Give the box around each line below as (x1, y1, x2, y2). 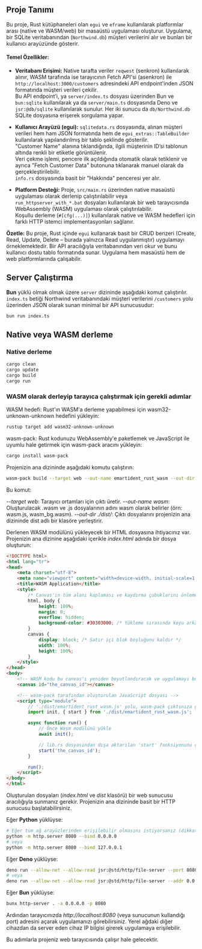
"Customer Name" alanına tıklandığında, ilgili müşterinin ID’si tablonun (14, 142, 188, 150)
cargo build (6, 373, 36, 379)
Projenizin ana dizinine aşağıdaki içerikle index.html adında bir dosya (6, 535, 176, 542)
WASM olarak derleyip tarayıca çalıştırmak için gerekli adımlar (6, 392, 191, 400)
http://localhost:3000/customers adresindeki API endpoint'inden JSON (14, 80, 194, 87)
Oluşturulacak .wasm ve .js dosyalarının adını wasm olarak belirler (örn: (6, 504, 183, 511)
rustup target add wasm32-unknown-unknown (6, 424, 114, 430)
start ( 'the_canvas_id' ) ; (38, 748, 101, 754)
